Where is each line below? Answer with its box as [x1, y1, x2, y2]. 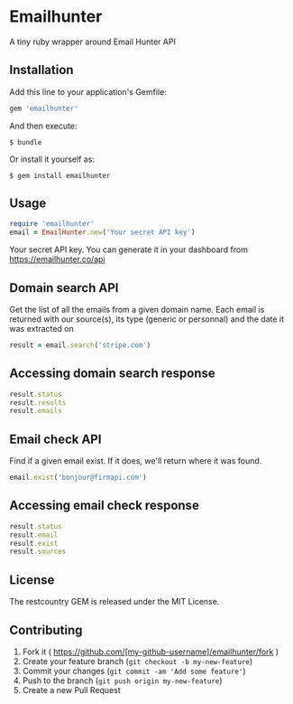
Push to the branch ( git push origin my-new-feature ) [22, 675, 223, 686]
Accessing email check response [9, 498, 200, 513]
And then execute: [9, 120, 78, 131]
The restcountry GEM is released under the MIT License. [9, 596, 220, 607]
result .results [9, 398, 67, 408]
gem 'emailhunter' [9, 104, 78, 113]
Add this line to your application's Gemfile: [9, 86, 167, 97]
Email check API [9, 431, 102, 446]
